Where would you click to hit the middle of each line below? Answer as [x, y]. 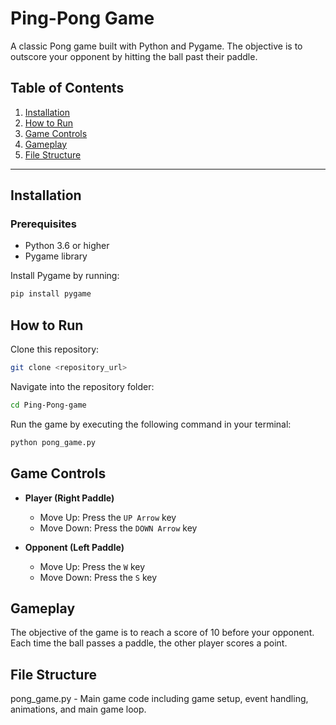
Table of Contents [67, 88]
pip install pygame [51, 294]
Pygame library [56, 256]
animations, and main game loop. [78, 709]
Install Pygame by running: [65, 276]
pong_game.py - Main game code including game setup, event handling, [159, 699]
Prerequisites [43, 224]
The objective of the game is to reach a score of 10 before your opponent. [162, 633]
